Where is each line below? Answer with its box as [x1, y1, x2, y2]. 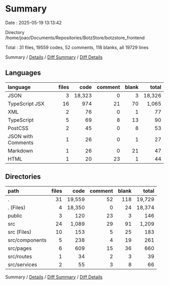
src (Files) [8, 228, 32, 235]
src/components [8, 236, 47, 243]
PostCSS [8, 124, 29, 131]
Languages [5, 69, 41, 77]
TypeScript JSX [8, 100, 45, 107]
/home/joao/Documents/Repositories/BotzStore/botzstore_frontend [5, 35, 145, 41]
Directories [5, 173, 41, 181]
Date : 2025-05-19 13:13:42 [5, 20, 62, 26]
